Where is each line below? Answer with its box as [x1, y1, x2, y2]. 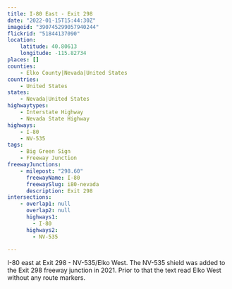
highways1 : [25, 214, 59, 221]
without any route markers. [7, 273, 86, 282]
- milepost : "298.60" [20, 167, 83, 175]
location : [7, 37, 37, 44]
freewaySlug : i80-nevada [25, 180, 99, 187]
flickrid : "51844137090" [7, 30, 80, 37]
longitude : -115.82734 [20, 50, 87, 57]
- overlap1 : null [20, 200, 71, 208]
